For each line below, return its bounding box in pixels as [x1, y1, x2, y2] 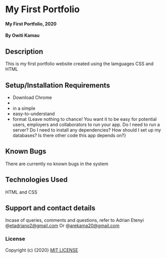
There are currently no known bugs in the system [5, 161, 108, 167]
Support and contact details [5, 204, 95, 213]
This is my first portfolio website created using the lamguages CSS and [5, 61, 154, 67]
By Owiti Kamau [5, 32, 40, 39]
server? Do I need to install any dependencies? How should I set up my [12, 127, 161, 133]
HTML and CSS [5, 189, 38, 195]
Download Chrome [12, 94, 52, 100]
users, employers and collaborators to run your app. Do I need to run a [12, 121, 160, 127]
